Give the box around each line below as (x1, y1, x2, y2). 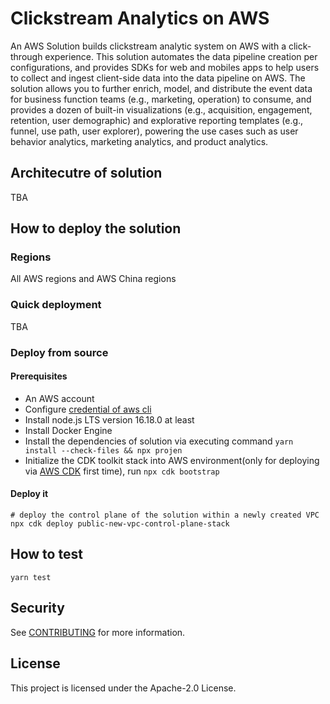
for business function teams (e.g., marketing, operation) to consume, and (10, 93, 312, 105)
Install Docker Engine (24, 424, 113, 436)
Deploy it (10, 488, 49, 500)
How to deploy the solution (10, 220, 182, 237)
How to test (10, 546, 83, 563)
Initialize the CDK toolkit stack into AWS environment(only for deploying (24, 454, 320, 466)
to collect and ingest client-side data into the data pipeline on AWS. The (10, 72, 306, 84)
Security (10, 600, 65, 617)
